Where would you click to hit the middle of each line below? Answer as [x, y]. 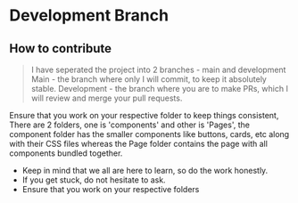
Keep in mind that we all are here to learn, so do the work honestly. [145, 171]
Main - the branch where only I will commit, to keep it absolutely [149, 79]
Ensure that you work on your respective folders [111, 189]
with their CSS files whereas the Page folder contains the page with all [138, 144]
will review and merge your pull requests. [107, 98]
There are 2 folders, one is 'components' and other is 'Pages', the [129, 125]
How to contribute [61, 49]
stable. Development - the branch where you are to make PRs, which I [159, 89]
